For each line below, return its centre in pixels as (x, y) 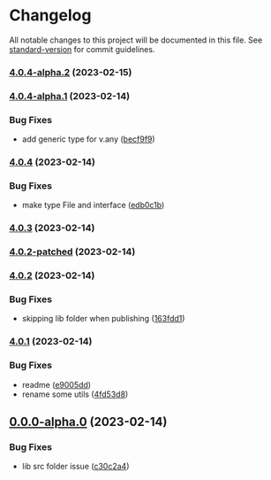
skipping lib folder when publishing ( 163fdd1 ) (103, 319)
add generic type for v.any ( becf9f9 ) (89, 139)
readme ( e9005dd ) (56, 384)
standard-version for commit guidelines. (82, 49)
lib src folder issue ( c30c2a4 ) (75, 467)
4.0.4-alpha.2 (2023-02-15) (71, 72)
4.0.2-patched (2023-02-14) (72, 252)
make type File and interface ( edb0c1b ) (93, 205)
